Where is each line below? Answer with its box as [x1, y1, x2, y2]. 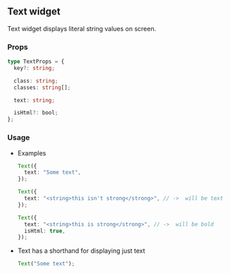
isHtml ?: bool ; [13, 109, 59, 117]
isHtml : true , [24, 227, 66, 234]
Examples [17, 148, 47, 157]
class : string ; [13, 77, 59, 84]
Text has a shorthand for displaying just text [17, 246, 146, 255]
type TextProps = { [7, 58, 65, 66]
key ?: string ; [13, 64, 55, 71]
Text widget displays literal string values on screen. [7, 24, 157, 32]
